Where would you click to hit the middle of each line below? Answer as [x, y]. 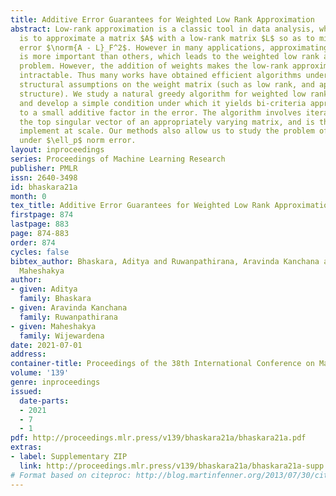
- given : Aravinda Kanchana [69, 308]
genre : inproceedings [55, 382]
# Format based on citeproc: [71, 475]
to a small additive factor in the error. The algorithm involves [160, 112]
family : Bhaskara [55, 299]
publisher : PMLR [44, 168]
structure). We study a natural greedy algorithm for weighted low [163, 94]
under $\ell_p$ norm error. [78, 141]
